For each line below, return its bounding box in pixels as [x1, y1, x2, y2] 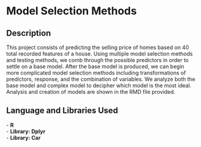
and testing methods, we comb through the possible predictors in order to [6, 57, 189, 63]
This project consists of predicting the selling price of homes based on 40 [6, 44, 189, 51]
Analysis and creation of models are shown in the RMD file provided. [6, 88, 176, 95]
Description [6, 28, 51, 38]
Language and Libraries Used [6, 106, 118, 116]
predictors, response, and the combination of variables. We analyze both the [6, 76, 196, 82]
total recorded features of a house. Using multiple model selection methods [6, 50, 193, 57]
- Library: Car [6, 134, 41, 141]
